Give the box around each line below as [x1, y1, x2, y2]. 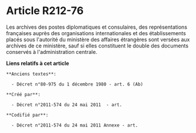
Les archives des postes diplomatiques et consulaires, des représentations [6, 23, 187, 30]
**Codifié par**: [6, 112, 49, 118]
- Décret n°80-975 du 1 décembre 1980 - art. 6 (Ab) [11, 81, 144, 87]
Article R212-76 [6, 4, 84, 18]
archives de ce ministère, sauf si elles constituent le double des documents [6, 42, 189, 49]
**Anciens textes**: [6, 71, 57, 77]
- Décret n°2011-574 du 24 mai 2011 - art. [11, 101, 122, 108]
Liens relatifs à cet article [6, 60, 69, 67]
